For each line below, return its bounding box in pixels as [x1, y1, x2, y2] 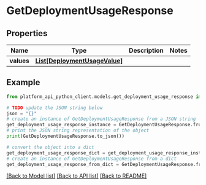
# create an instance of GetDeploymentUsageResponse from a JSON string [6, 116, 196, 123]
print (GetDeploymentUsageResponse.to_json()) [6, 133, 124, 140]
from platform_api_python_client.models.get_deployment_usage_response [6, 93, 193, 100]
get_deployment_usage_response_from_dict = [6, 161, 120, 167]
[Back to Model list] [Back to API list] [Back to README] [6, 172, 147, 179]
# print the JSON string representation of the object [6, 127, 150, 134]
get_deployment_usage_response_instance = [6, 122, 116, 128]
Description [128, 47, 164, 55]
